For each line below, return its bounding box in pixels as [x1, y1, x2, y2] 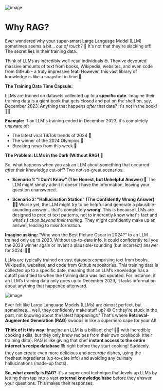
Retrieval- [128, 312, 149, 318]
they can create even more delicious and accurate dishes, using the [5, 350, 141, 356]
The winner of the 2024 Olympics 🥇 [12, 138, 84, 143]
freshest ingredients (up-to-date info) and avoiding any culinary [5, 355, 133, 361]
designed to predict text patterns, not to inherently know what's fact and [12, 212, 158, 218]
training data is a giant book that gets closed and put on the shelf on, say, [5, 98, 152, 104]
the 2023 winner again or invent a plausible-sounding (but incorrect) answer [5, 242, 159, 248]
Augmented [5, 317, 30, 323]
